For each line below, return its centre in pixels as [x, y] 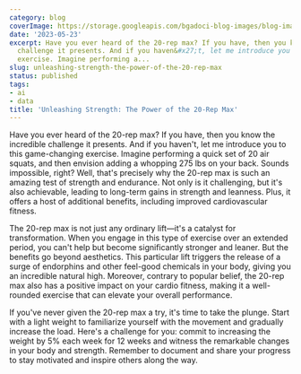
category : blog [38, 17]
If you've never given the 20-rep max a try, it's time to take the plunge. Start [149, 313]
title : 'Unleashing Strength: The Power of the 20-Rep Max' [124, 109]
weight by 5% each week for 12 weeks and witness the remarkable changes [149, 341]
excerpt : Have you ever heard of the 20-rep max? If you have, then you [148, 43]
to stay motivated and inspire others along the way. [104, 361]
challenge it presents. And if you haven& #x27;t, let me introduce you [154, 51]
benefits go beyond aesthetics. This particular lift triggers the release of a [145, 257]
